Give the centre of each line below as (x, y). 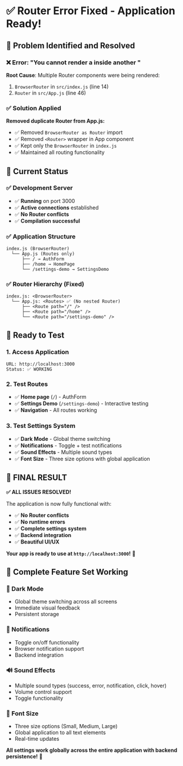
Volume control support (43, 692)
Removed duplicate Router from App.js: (55, 121)
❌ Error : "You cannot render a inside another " (74, 62)
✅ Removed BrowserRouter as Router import (69, 132)
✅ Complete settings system (50, 528)
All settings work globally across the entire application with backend (92, 750)
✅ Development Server (40, 188)
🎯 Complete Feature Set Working (67, 572)
